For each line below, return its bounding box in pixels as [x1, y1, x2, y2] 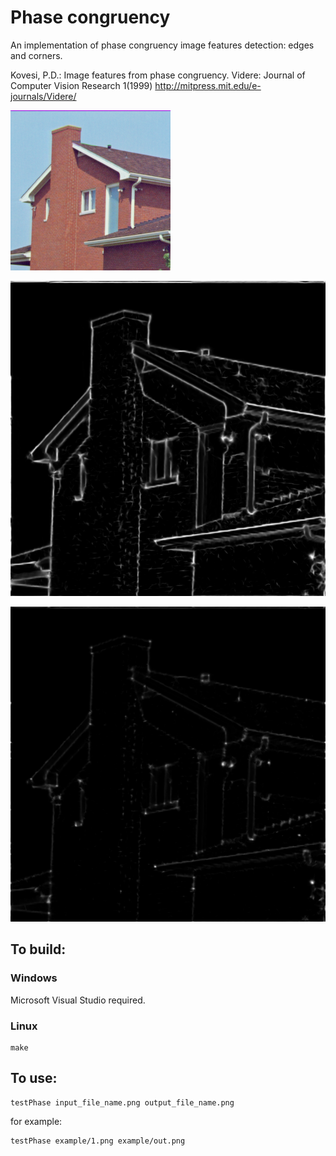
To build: [10, 941, 67, 958]
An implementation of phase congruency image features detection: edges [10, 39, 315, 51]
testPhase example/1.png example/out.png [10, 1136, 186, 1146]
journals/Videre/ [10, 90, 77, 102]
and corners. [10, 49, 63, 61]
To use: [10, 1070, 58, 1087]
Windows [10, 971, 58, 985]
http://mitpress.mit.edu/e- [154, 79, 262, 91]
